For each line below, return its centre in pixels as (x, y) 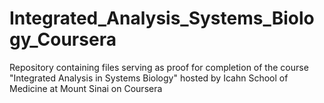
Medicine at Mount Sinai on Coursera (86, 88)
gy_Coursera (63, 39)
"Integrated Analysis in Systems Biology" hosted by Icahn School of (149, 78)
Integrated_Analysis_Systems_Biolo (162, 18)
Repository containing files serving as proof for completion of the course (159, 67)
